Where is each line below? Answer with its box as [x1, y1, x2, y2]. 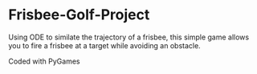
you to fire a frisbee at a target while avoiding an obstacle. [8, 40, 201, 50]
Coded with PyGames [8, 56, 80, 66]
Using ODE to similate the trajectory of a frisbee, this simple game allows [8, 32, 250, 42]
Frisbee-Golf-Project [8, 6, 150, 24]
